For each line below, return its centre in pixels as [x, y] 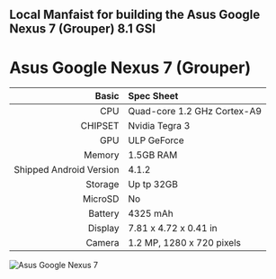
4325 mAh [151, 213]
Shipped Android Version [67, 170]
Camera [102, 243]
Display [103, 229]
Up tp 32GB [153, 184]
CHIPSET [100, 126]
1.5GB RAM [153, 155]
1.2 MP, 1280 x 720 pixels [184, 243]
